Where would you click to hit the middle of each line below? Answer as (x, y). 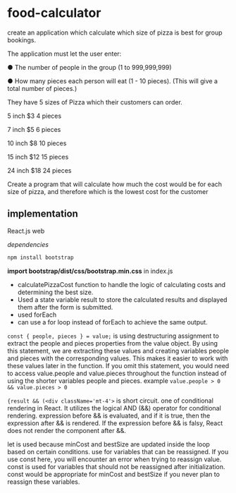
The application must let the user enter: (64, 54)
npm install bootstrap (41, 257)
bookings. (22, 39)
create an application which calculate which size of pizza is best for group (115, 32)
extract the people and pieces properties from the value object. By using (113, 343)
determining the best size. (55, 292)
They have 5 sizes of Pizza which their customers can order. (95, 102)
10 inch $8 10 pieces (37, 143)
